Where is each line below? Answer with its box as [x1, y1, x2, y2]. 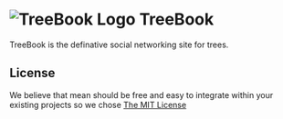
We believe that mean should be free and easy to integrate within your [9, 89, 274, 100]
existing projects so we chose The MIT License [9, 99, 187, 110]
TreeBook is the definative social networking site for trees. [9, 39, 229, 50]
